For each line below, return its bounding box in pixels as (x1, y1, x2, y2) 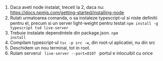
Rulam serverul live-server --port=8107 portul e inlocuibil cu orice (9, 50, 153, 56)
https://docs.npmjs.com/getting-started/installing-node (9, 9, 124, 15)
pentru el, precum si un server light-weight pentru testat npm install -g (9, 20, 158, 26)
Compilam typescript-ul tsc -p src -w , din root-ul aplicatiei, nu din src (9, 39, 155, 45)
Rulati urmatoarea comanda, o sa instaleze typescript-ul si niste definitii (9, 15, 157, 20)
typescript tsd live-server (9, 25, 68, 30)
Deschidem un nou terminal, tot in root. (9, 45, 91, 50)
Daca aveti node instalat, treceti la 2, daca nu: (9, 4, 104, 10)
